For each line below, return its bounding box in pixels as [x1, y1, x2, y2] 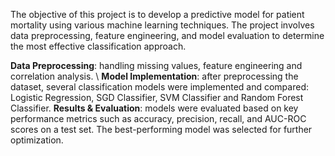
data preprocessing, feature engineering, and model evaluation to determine [10, 30, 325, 41]
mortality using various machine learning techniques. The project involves [10, 19, 315, 31]
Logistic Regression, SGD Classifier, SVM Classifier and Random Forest [10, 92, 304, 103]
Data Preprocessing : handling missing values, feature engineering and [10, 60, 303, 71]
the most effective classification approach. [10, 40, 187, 52]
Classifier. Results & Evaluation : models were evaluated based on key [10, 102, 299, 114]
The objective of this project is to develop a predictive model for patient [10, 9, 305, 20]
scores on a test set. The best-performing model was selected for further [10, 124, 313, 135]
